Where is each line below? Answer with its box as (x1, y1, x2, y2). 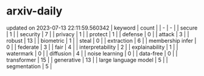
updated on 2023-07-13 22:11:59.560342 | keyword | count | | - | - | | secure (6, 24, 198, 31)
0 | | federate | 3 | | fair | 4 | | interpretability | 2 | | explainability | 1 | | (6, 43, 178, 51)
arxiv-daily (6, 4, 63, 18)
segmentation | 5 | (6, 62, 52, 70)
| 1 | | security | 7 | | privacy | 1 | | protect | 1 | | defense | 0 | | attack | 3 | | (6, 30, 189, 37)
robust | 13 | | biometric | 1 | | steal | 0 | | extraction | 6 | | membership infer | (6, 37, 197, 44)
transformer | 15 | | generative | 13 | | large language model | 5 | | (6, 56, 169, 63)
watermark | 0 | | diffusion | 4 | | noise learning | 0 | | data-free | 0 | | (6, 49, 178, 57)
